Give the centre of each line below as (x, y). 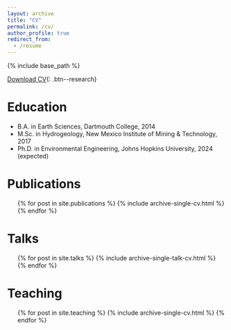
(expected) (33, 156)
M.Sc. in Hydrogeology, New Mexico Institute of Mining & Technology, (117, 133)
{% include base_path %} (44, 66)
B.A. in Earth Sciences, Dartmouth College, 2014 (86, 126)
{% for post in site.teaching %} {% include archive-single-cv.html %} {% (121, 313)
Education (37, 107)
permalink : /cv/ (31, 26)
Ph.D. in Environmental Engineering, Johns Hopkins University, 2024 (115, 148)
